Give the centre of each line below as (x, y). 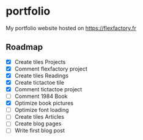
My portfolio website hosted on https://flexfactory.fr (71, 28)
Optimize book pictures (44, 103)
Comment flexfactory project (51, 69)
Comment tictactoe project (48, 89)
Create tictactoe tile (39, 82)
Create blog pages (38, 124)
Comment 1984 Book (41, 96)
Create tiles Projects (40, 61)
